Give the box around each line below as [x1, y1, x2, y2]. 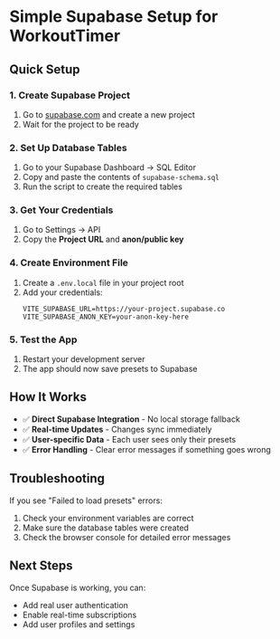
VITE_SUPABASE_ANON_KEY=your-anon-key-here [22, 312, 190, 321]
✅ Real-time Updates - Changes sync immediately [22, 424, 212, 434]
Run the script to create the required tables [22, 181, 183, 192]
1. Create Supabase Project [9, 89, 131, 101]
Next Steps [9, 558, 73, 574]
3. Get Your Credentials [9, 204, 114, 216]
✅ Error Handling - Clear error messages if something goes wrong [22, 443, 271, 454]
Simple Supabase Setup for [9, 6, 219, 27]
